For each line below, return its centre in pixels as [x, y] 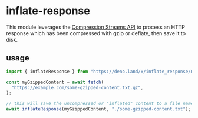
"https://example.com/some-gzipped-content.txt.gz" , [77, 87]
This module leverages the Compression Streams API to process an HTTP [96, 27]
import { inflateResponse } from [47, 72]
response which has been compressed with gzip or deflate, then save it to [96, 33]
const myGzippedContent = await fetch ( [55, 82]
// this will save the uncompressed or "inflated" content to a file [93, 104]
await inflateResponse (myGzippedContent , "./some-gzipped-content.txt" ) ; [99, 109]
